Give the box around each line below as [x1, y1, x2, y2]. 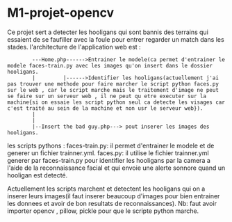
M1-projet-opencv [7, 5, 115, 21]
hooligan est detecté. [7, 171, 68, 179]
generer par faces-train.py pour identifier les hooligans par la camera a [7, 156, 210, 164]
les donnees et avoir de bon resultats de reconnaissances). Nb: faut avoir [7, 199, 217, 207]
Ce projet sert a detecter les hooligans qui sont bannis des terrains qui [7, 28, 208, 36]
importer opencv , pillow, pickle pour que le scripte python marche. [7, 207, 199, 215]
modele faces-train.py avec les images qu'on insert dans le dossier [7, 62, 213, 69]
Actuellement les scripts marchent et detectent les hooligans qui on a [7, 184, 206, 193]
